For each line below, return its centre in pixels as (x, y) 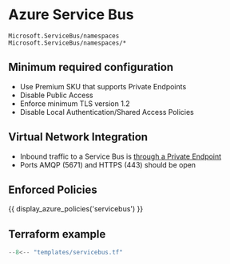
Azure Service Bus (71, 15)
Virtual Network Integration (78, 137)
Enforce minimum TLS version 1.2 (75, 103)
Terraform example (57, 234)
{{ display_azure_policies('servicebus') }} (76, 209)
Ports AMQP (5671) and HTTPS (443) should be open (108, 164)
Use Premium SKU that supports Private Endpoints (103, 86)
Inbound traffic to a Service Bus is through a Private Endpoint (121, 156)
